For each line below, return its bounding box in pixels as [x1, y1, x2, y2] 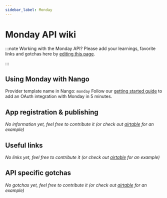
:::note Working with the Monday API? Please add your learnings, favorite [5, 45, 156, 51]
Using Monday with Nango [5, 74, 90, 83]
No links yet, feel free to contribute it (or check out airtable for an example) [5, 154, 160, 160]
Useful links [5, 141, 43, 149]
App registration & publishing [5, 108, 98, 116]
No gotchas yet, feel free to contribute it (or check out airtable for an [5, 182, 147, 188]
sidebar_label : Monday [5, 7, 52, 12]
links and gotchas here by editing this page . [5, 50, 95, 56]
